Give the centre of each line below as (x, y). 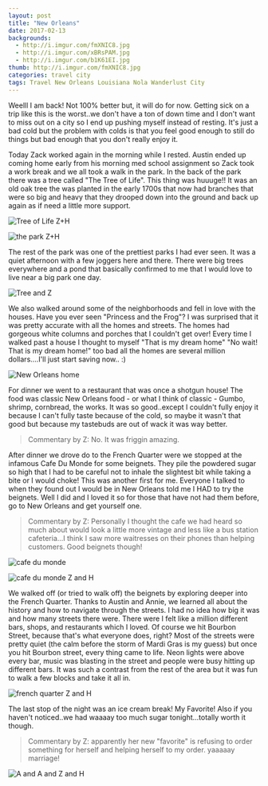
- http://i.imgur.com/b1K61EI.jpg (73, 61)
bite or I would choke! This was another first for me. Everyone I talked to (127, 480)
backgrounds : (30, 38)
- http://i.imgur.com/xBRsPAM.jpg (73, 53)
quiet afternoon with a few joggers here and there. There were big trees (126, 260)
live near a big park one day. (55, 277)
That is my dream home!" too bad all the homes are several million (117, 350)
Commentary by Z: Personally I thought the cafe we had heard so (135, 521)
